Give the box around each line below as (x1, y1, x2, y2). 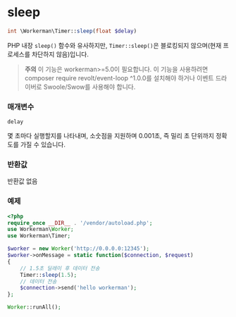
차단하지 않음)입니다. (31, 50, 89, 58)
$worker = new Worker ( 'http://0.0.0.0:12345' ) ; (7, 245, 150, 252)
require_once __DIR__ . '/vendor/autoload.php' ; (7, 219, 153, 226)
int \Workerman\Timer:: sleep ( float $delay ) (7, 27, 137, 35)
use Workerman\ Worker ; (7, 226, 74, 233)
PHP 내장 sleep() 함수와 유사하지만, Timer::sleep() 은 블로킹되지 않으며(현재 (7, 41, 222, 49)
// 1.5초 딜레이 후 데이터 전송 (20, 265, 100, 272)
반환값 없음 (7, 177, 38, 185)
